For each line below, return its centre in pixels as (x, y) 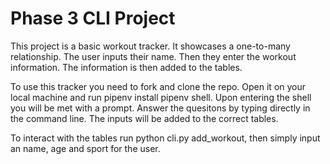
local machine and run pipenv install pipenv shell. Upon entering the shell (161, 97)
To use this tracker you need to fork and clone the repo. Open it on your (158, 86)
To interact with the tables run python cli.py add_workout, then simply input (165, 138)
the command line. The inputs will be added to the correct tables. (144, 118)
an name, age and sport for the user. (85, 148)
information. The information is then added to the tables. (126, 67)
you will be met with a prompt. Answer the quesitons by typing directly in (160, 108)
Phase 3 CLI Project (93, 18)
